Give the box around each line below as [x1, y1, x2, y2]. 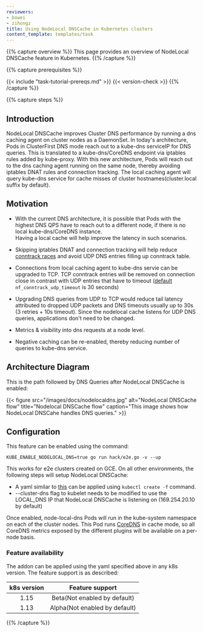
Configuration [6, 427, 61, 437]
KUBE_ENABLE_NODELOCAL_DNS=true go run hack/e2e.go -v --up [6, 454, 162, 461]
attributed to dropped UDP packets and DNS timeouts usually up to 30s [15, 301, 194, 309]
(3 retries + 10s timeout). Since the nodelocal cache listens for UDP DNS [15, 308, 196, 315]
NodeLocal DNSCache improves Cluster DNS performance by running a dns [6, 130, 196, 137]
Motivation [6, 199, 48, 209]
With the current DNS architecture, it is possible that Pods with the [15, 215, 181, 222]
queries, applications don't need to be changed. [15, 314, 135, 322]
